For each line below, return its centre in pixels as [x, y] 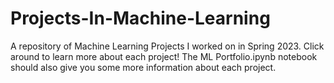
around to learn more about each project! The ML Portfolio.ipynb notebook [164, 56]
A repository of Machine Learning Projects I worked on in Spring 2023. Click [167, 46]
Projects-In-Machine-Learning [140, 18]
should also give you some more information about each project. [143, 67]
